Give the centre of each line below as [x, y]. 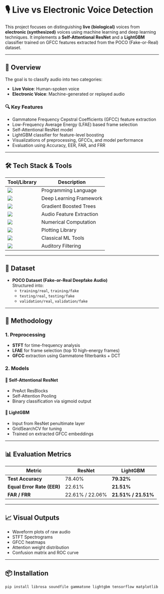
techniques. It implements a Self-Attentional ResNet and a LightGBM [75, 37]
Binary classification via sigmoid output [52, 401]
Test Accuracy [25, 479]
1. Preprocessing [25, 335]
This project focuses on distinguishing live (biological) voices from [72, 27]
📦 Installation [27, 573]
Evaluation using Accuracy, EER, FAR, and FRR [59, 146]
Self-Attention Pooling [34, 396]
